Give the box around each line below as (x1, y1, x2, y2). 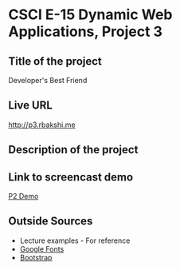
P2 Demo (8, 192, 39, 201)
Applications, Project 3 (8, 22, 163, 41)
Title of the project (8, 54, 102, 68)
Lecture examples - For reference (19, 236, 131, 245)
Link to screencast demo (8, 170, 134, 184)
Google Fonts (19, 244, 65, 253)
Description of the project (8, 143, 139, 157)
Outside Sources (8, 214, 93, 228)
